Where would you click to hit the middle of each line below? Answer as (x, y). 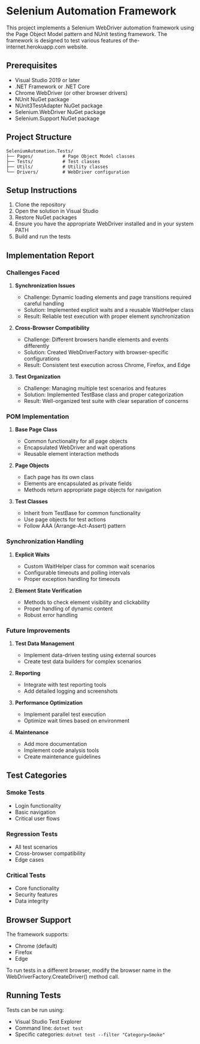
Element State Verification (48, 590)
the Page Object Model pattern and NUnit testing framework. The (87, 34)
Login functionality (38, 805)
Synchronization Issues (45, 285)
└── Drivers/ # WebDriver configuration (68, 172)
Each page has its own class (59, 477)
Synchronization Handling (45, 541)
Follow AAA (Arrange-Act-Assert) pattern (75, 526)
